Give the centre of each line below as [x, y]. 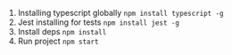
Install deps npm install [62, 31]
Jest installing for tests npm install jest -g [99, 22]
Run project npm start [58, 41]
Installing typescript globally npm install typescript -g [121, 13]
